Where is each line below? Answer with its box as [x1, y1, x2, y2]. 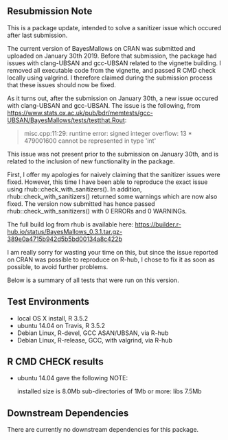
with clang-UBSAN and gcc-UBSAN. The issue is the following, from [7, 101, 201, 109]
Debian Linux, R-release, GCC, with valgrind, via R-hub [16, 336, 173, 344]
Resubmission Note [7, 5, 93, 17]
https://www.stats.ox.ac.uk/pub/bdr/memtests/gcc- [7, 108, 153, 117]
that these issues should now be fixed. [7, 80, 117, 89]
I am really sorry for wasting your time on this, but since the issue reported [7, 248, 218, 256]
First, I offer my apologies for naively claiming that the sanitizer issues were [7, 170, 221, 178]
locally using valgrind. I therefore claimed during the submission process [7, 73, 213, 82]
